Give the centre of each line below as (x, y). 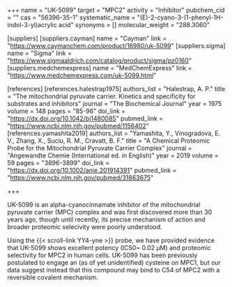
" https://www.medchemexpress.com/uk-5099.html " (82, 75)
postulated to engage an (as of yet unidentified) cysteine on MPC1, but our (114, 263)
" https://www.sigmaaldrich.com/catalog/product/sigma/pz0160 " (100, 61)
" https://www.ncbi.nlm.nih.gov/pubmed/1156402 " (78, 126)
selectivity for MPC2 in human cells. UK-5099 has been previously (102, 255)
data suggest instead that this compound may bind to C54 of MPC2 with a (114, 270)
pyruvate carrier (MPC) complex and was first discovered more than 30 (110, 212)
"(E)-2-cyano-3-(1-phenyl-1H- (180, 17)
